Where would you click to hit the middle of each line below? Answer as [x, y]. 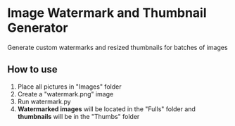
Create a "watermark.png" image [65, 94]
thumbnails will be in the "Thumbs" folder [78, 116]
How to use [32, 69]
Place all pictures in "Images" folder [69, 87]
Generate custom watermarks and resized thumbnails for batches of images [118, 47]
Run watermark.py [44, 101]
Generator [38, 28]
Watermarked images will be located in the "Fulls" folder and [106, 109]
